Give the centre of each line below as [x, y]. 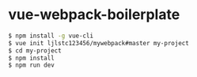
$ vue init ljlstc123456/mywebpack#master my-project [99, 43]
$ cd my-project [35, 50]
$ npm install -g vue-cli [51, 36]
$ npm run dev [32, 65]
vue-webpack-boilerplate [94, 15]
